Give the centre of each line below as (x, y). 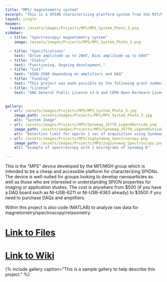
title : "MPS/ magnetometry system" (42, 10)
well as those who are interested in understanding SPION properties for (78, 182)
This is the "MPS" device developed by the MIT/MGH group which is (75, 166)
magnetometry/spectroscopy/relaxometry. (48, 213)
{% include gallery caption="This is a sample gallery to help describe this (80, 269)
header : (13, 24)
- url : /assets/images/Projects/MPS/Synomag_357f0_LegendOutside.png (83, 125)
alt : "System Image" (35, 120)
